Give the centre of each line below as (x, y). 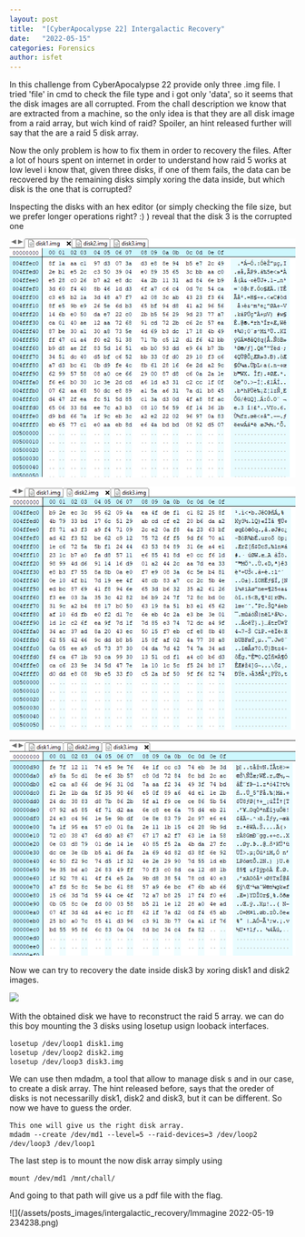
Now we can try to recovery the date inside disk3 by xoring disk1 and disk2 (150, 970)
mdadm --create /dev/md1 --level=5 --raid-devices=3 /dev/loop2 (133, 1135)
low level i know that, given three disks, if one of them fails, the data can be (150, 170)
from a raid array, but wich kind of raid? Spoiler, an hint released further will (151, 124)
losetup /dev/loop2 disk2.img (67, 1053)
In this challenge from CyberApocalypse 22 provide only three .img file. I (145, 85)
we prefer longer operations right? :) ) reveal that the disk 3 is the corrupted (151, 216)
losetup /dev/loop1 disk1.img (67, 1044)
